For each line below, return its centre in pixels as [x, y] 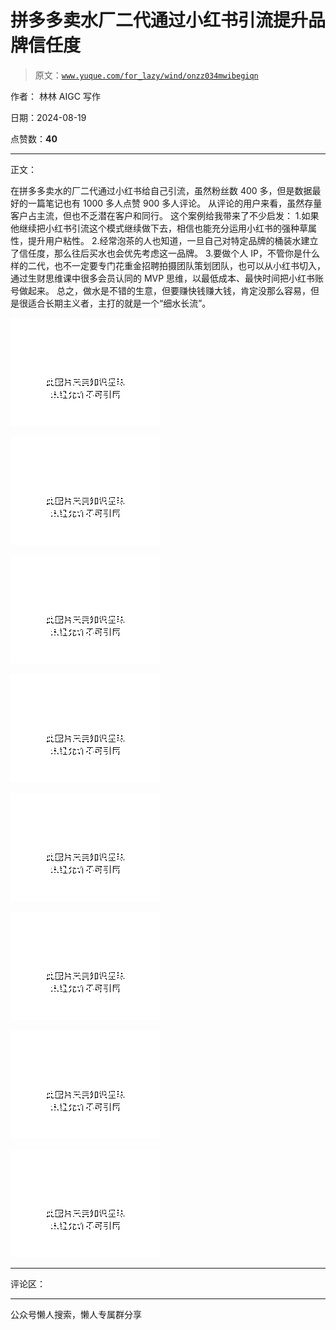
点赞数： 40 [34, 138]
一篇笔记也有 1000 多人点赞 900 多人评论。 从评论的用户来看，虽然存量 [175, 203]
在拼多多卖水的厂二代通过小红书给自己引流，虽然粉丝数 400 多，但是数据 [161, 190]
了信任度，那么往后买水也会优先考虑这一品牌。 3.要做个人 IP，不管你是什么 [165, 253]
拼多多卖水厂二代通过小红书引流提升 [159, 20]
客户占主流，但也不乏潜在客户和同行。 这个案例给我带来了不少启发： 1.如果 [165, 215]
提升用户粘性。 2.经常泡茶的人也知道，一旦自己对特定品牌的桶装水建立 [173, 240]
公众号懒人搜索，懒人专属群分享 [76, 1314]
